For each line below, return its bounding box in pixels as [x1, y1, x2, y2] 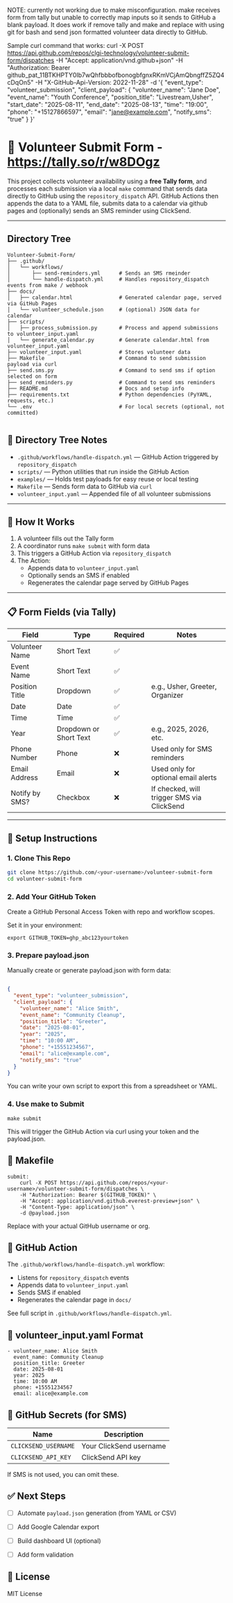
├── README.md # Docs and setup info [7, 385, 185, 392]
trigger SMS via [151, 793, 202, 803]
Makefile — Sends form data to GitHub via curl [17, 482, 153, 490]
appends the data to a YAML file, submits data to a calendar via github [7, 199, 208, 207]
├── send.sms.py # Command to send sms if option [7, 367, 216, 374]
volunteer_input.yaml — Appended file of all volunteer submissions [17, 489, 212, 498]
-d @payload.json [19, 1210, 70, 1217]
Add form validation [17, 1550, 74, 1559]
